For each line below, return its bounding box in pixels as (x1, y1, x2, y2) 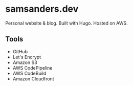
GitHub (12, 48, 28, 54)
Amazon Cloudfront (12, 75, 55, 82)
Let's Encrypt (12, 54, 41, 60)
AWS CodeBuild (12, 70, 47, 76)
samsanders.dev (5, 3, 79, 15)
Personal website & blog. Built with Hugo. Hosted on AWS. (5, 20, 128, 26)
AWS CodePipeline (12, 64, 53, 71)
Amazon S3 (12, 59, 37, 66)
